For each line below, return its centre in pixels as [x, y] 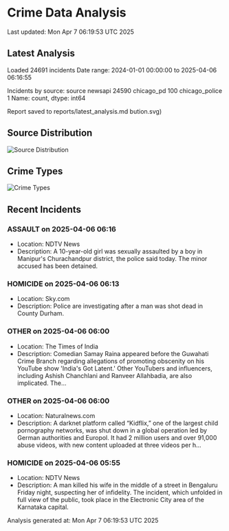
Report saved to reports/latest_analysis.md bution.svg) [85, 111]
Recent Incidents [44, 209]
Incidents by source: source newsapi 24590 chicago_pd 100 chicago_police [115, 90]
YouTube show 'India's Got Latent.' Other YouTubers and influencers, [115, 368]
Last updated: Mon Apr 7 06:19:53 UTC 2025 [70, 32]
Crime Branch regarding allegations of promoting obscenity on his [111, 361]
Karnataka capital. [43, 507]
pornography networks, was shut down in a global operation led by [112, 430]
